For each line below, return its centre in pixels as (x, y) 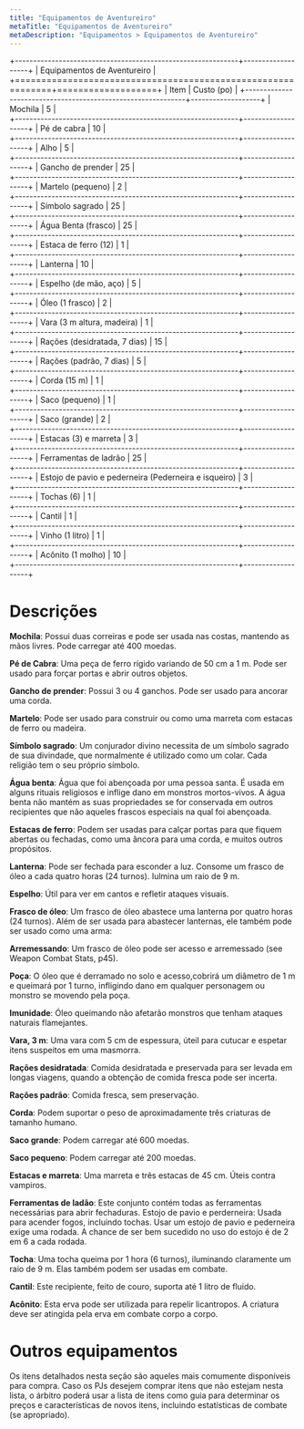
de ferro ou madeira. (48, 728)
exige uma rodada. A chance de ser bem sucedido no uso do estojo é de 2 (149, 1232)
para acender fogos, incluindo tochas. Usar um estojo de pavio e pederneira (152, 1222)
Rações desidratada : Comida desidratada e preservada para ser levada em (151, 1068)
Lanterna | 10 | (66, 264)
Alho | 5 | (57, 148)
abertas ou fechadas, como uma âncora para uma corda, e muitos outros (147, 839)
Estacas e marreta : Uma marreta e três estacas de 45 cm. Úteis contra (142, 1175)
